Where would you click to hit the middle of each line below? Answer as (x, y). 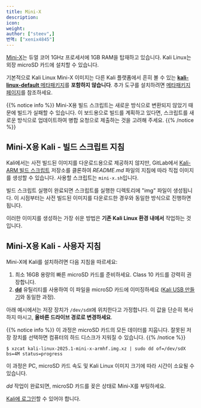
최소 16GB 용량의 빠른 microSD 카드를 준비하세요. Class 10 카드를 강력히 (100, 274)
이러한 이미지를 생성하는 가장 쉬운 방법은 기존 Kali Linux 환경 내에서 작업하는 (96, 218)
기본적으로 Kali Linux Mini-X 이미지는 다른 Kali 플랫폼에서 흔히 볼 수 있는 (91, 77)
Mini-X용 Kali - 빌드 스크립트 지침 (65, 147)
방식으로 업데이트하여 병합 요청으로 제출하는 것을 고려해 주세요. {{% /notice (106, 120)
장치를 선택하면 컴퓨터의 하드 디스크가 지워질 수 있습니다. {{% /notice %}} (99, 337)
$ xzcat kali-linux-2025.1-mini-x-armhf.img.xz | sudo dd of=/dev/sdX (96, 348)
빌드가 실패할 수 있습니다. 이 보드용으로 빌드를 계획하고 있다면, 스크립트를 (103, 112)
